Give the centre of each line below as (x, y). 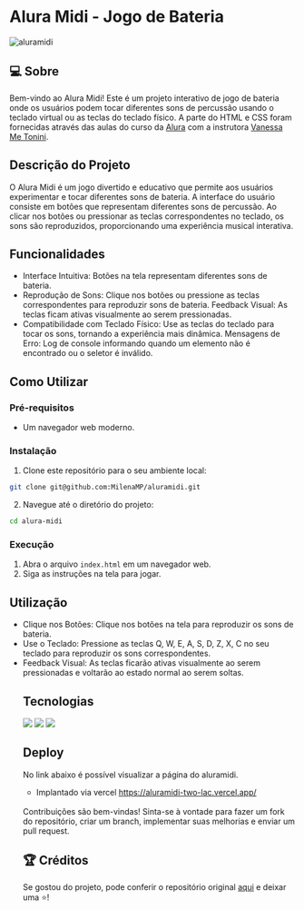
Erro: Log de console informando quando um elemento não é (137, 343)
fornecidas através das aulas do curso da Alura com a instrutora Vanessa (146, 127)
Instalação (33, 450)
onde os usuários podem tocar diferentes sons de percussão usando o (142, 107)
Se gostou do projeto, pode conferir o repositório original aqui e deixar (154, 886)
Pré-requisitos (42, 408)
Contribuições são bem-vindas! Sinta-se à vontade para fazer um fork (154, 811)
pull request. (46, 831)
